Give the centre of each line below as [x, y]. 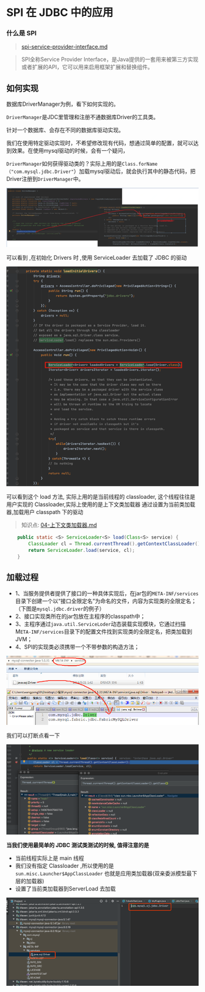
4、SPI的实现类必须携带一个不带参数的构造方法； [77, 647]
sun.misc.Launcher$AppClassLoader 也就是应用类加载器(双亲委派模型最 [103, 873]
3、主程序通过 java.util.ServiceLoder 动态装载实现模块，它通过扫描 [100, 623]
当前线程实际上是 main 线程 [49, 858]
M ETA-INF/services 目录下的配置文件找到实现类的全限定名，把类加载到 [103, 631]
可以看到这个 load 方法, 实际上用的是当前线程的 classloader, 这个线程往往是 [101, 497]
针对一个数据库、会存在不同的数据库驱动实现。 [65, 130]
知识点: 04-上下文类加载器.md [59, 525]
